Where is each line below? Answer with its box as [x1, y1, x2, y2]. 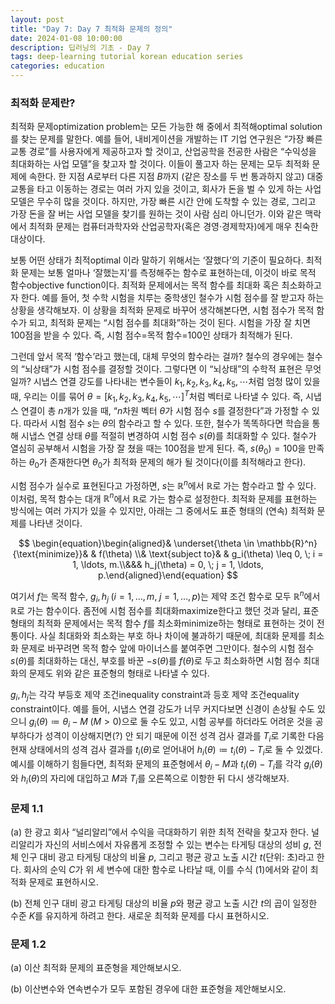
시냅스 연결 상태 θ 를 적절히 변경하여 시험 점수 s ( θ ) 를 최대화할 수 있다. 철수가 [20, 429, 317, 441]
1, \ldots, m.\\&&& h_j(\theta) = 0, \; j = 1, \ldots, [72, 559, 264, 571]
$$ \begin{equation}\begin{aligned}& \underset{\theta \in [18, 537, 255, 550]
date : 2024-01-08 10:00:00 [10, 33, 123, 43]
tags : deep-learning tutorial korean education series [10, 52, 244, 62]
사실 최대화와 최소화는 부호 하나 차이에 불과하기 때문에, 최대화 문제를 [39, 629, 307, 641]
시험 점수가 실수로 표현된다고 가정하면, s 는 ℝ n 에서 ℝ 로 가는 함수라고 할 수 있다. [10, 478, 317, 491]
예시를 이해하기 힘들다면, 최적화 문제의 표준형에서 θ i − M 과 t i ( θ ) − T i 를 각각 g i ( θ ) [10, 758, 323, 772]
